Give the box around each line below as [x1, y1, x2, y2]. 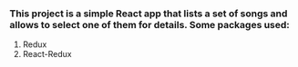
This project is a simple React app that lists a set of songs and [9, 7, 288, 20]
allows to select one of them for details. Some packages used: [9, 18, 290, 31]
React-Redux [22, 49, 72, 60]
